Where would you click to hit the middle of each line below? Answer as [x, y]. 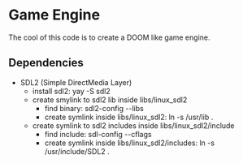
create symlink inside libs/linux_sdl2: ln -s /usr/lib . [129, 117]
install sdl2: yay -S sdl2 [72, 91]
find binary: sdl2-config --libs [94, 108]
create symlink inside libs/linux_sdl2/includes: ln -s [130, 143]
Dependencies [46, 63]
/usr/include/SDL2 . [77, 151]
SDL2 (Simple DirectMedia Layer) [76, 82]
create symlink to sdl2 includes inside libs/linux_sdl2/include [133, 125]
